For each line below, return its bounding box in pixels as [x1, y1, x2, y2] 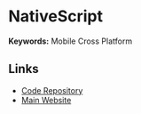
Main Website [20, 94, 72, 105]
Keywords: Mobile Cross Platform [8, 36, 133, 46]
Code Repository [20, 85, 83, 95]
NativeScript [8, 6, 104, 27]
